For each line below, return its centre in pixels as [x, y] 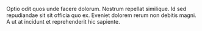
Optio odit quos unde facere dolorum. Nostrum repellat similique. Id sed [96, 9]
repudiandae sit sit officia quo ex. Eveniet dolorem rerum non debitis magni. [101, 15]
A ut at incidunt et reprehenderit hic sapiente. [63, 22]
